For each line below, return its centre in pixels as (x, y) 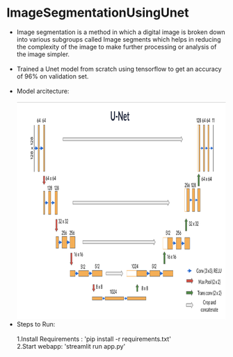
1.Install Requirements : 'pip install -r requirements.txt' (94, 339)
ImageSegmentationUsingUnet (98, 13)
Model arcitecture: (43, 91)
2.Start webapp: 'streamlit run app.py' (71, 346)
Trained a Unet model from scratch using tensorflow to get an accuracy (119, 69)
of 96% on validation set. (53, 76)
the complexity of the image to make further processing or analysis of (116, 47)
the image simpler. (43, 54)
